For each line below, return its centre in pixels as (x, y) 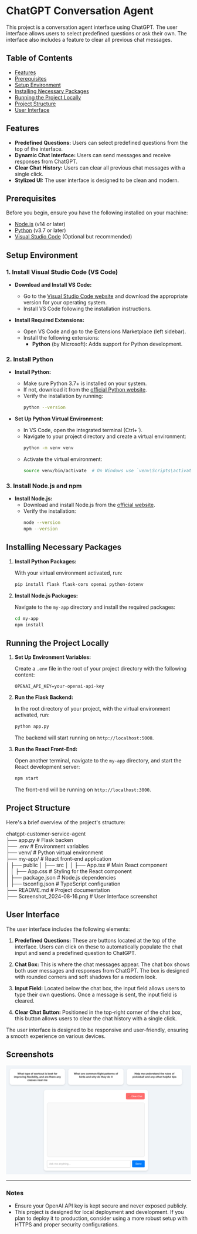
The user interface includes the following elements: (68, 929)
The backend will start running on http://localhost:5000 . (84, 738)
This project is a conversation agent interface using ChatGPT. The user (92, 27)
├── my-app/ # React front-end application (59, 858)
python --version (45, 407)
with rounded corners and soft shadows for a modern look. (86, 977)
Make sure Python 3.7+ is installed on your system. (85, 383)
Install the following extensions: (61, 338)
